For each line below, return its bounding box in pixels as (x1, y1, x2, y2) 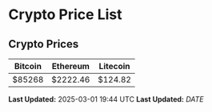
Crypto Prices (8, 37, 79, 51)
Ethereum (51, 61, 90, 71)
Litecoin (98, 61, 130, 71)
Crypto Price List (8, 6, 122, 24)
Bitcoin (14, 61, 42, 71)
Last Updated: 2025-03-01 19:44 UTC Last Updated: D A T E (8, 95, 204, 104)
